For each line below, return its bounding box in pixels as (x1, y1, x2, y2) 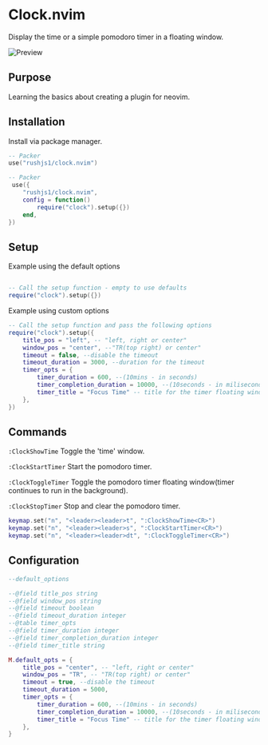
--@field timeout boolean (8, 604, 94, 612)
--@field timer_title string (8, 641, 105, 649)
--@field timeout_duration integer (8, 612, 127, 620)
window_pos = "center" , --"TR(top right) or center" (22, 344, 202, 352)
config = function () (22, 196, 91, 204)
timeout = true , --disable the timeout (22, 678, 156, 687)
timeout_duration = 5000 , (22, 686, 109, 694)
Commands (8, 425, 68, 439)
